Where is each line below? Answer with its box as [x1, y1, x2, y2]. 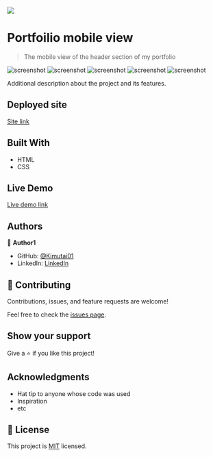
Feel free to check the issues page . [7, 310, 106, 319]
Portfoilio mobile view [7, 30, 134, 46]
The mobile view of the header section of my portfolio [23, 52, 176, 61]
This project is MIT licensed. [7, 442, 87, 450]
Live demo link [7, 201, 49, 209]
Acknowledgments [7, 371, 90, 383]
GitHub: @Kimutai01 [16, 252, 74, 260]
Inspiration [16, 397, 47, 405]
